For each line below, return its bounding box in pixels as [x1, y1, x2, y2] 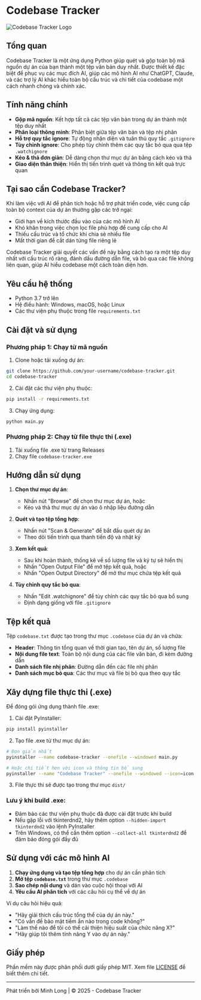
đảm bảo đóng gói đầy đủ [14, 835, 79, 843]
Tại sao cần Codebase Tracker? [6, 184, 126, 194]
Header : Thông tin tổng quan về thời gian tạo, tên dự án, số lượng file [14, 644, 185, 651]
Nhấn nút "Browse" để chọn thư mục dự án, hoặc [23, 497, 145, 504]
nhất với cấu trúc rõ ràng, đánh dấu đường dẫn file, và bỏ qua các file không [6, 255, 194, 262]
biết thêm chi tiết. [6, 970, 50, 977]
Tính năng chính [6, 100, 68, 110]
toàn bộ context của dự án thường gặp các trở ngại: [6, 206, 133, 214]
